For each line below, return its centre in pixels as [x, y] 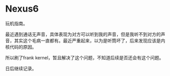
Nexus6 [22, 9]
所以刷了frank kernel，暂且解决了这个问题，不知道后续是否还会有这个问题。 [84, 58]
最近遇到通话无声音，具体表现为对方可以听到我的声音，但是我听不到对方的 [83, 34]
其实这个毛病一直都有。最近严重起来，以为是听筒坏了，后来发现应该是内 [90, 41]
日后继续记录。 [21, 68]
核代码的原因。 [21, 47]
